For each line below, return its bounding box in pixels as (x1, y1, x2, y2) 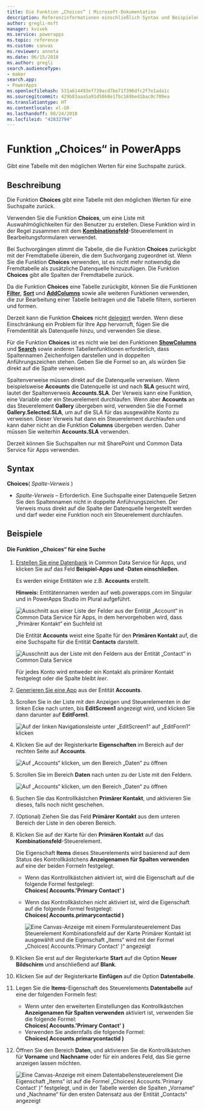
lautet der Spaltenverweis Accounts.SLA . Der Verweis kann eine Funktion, (7, 389, 193, 397)
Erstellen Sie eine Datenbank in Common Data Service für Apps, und (15, 559, 187, 567)
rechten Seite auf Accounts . (15, 747, 87, 755)
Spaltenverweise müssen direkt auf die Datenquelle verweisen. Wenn (7, 376, 180, 383)
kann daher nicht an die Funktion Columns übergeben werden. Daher (7, 421, 180, 429)
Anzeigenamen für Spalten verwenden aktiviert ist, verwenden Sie (24, 1009, 194, 1016)
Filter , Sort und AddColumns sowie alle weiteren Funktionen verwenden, (7, 290, 190, 296)
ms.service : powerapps (7, 32, 64, 38)
